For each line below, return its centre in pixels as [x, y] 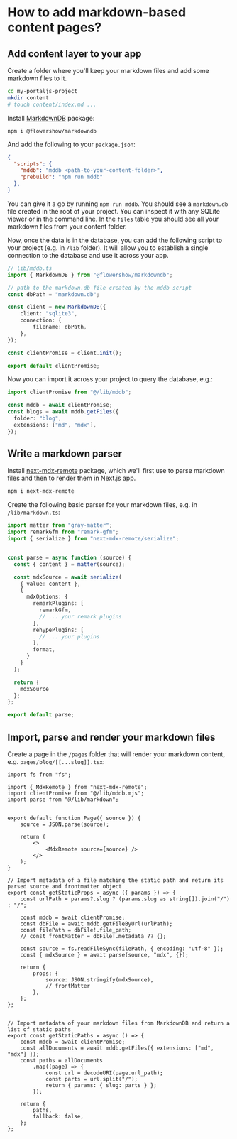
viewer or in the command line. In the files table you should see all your [113, 219]
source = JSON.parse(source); [65, 824]
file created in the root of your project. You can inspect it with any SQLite [114, 211]
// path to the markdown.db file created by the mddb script [100, 288]
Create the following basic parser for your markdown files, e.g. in [102, 505]
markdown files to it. [37, 78]
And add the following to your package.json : [72, 144]
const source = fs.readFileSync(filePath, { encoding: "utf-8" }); [122, 949]
